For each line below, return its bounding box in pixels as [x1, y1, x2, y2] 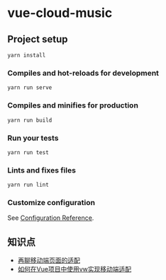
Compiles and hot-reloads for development [7, 68, 160, 78]
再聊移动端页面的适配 [17, 256, 80, 264]
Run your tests [7, 133, 59, 143]
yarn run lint [7, 182, 50, 189]
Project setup [7, 33, 69, 45]
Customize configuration [7, 198, 96, 208]
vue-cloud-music [7, 5, 113, 21]
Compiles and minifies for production [7, 100, 138, 110]
